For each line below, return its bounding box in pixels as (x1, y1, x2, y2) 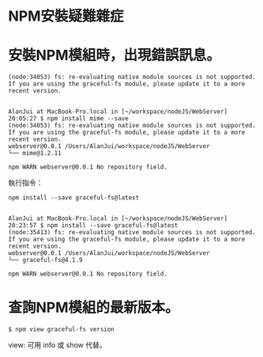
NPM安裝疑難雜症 (8, 7, 124, 25)
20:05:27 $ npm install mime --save (8, 115, 129, 123)
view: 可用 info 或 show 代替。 (8, 340, 107, 350)
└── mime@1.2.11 (8, 150, 62, 158)
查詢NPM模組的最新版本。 (8, 298, 179, 317)
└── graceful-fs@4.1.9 (8, 256, 83, 264)
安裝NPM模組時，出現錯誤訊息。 (8, 47, 221, 64)
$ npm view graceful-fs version (8, 325, 115, 333)
